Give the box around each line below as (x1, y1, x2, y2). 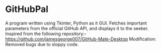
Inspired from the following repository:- (5, 30, 87, 36)
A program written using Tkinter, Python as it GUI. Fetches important (5, 20, 147, 26)
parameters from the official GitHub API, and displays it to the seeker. (5, 25, 149, 31)
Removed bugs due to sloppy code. (5, 41, 79, 47)
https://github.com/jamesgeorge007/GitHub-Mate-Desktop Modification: (5, 36, 156, 42)
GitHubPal (5, 3, 49, 15)
